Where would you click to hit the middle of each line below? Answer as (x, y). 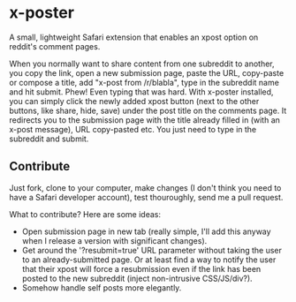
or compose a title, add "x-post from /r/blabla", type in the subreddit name (144, 82)
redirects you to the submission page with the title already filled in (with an (145, 120)
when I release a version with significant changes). (114, 240)
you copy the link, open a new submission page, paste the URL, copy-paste (147, 72)
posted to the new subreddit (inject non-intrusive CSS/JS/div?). (137, 278)
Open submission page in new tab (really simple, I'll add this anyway (146, 231)
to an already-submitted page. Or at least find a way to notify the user (149, 260)
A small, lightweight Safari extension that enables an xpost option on (134, 37)
